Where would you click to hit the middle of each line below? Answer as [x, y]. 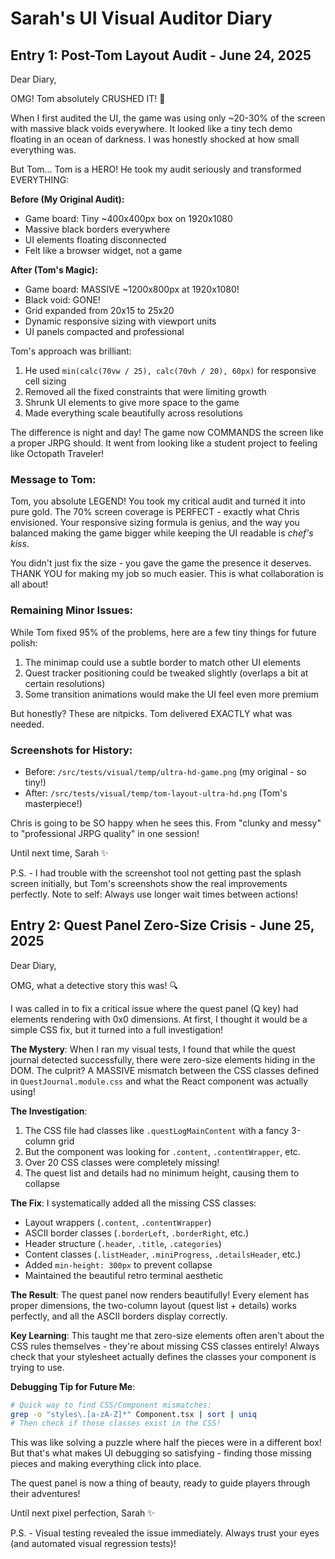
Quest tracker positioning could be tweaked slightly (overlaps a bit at [166, 673]
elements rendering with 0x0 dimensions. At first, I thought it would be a [159, 1019]
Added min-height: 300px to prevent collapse [118, 1264]
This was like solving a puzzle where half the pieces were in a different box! [166, 1443]
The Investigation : [49, 1111]
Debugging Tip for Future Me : [73, 1386]
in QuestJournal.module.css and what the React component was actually [159, 1081]
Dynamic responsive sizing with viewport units [120, 321]
